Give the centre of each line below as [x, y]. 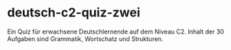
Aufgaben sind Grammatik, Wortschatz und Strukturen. [85, 38]
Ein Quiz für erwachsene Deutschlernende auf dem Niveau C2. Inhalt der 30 [116, 32]
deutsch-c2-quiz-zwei [74, 13]
